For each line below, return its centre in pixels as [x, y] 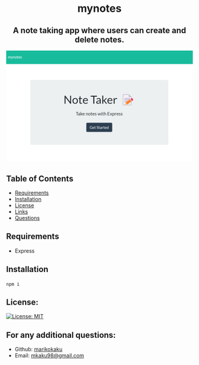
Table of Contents [40, 178]
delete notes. [99, 39]
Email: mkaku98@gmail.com [49, 356]
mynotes [99, 9]
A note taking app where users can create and [99, 30]
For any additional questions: [61, 335]
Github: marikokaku [38, 349]
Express [25, 251]
